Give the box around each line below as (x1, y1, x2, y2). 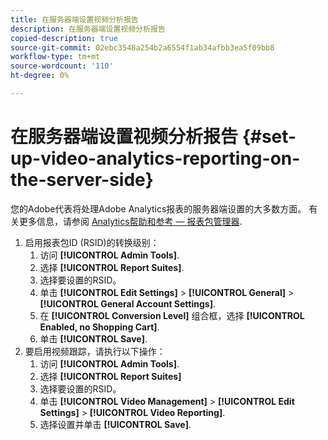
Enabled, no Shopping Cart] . (39, 321, 160, 333)
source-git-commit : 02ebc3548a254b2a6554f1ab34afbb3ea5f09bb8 (10, 42, 275, 53)
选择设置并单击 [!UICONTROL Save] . (39, 418, 192, 430)
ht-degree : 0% (10, 71, 70, 81)
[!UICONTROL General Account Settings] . (39, 297, 216, 310)
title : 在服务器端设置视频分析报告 (10, 14, 139, 25)
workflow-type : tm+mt (10, 52, 101, 62)
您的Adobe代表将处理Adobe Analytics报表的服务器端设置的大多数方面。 (10, 202, 307, 215)
